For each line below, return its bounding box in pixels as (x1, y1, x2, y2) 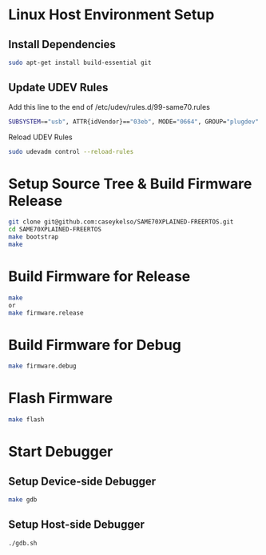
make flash (8, 416, 45, 424)
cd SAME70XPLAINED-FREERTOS (8, 226, 102, 234)
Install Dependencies (8, 38, 116, 51)
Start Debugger (8, 443, 113, 461)
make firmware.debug (8, 362, 77, 370)
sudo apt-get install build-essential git (8, 58, 152, 66)
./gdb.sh (8, 539, 38, 547)
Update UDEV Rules (8, 81, 109, 95)
